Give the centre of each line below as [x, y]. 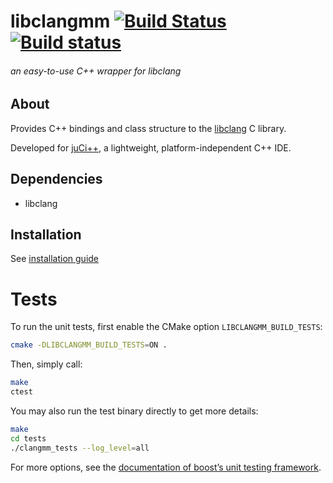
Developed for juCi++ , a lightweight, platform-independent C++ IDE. [151, 147]
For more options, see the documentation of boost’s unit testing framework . [166, 467]
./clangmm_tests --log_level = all [80, 448]
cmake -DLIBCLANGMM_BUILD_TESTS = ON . [89, 345]
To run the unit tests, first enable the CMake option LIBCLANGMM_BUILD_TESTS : [166, 327]
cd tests [28, 438]
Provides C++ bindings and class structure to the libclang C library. [148, 128]
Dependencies [56, 179]
